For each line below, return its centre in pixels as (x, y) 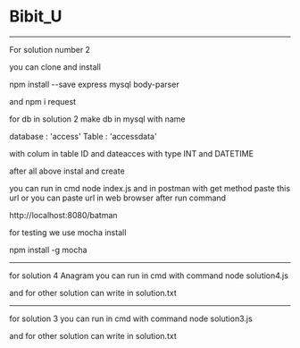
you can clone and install (55, 67)
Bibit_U (36, 17)
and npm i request (43, 101)
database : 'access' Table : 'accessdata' (83, 136)
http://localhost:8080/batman (63, 215)
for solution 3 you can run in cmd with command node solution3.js (131, 318)
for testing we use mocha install (68, 232)
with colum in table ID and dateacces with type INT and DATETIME (132, 153)
